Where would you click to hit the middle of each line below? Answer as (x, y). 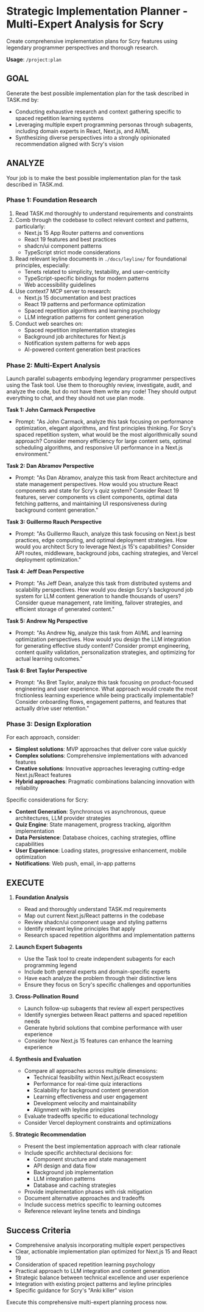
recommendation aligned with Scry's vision (69, 144)
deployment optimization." (48, 560)
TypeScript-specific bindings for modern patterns (86, 278)
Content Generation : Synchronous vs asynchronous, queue (90, 812)
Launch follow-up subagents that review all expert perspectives (104, 1008)
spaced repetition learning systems (59, 118)
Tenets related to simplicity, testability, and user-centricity (97, 271)
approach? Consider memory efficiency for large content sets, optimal (103, 441)
